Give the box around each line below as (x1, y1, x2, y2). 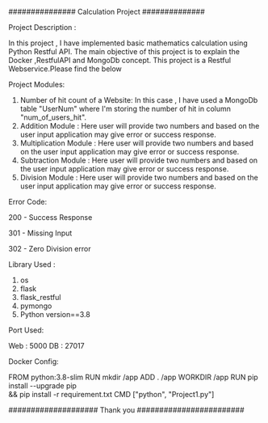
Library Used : (8, 260, 56, 269)
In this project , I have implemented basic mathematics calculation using (8, 38, 248, 48)
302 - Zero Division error (8, 244, 91, 253)
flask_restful (19, 293, 61, 302)
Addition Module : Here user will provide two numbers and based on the (19, 121, 260, 130)
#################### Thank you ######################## (8, 405, 245, 415)
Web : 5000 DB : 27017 (8, 341, 85, 350)
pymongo (19, 301, 52, 311)
